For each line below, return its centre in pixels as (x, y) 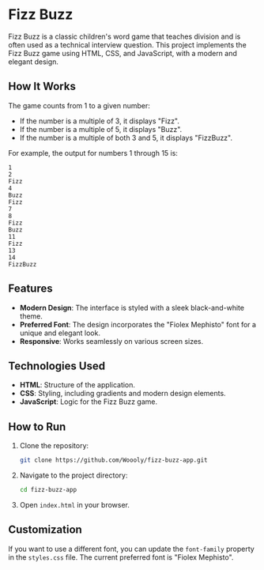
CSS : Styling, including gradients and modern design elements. (123, 394)
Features (30, 289)
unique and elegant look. (60, 333)
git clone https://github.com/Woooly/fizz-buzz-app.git (113, 460)
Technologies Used (57, 366)
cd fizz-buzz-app (48, 490)
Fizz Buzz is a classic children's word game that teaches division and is (124, 36)
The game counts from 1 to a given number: (79, 105)
